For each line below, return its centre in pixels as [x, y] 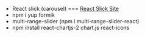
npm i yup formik [33, 15]
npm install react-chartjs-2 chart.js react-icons [71, 27]
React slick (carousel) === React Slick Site [65, 9]
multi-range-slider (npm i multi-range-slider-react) [76, 21]
